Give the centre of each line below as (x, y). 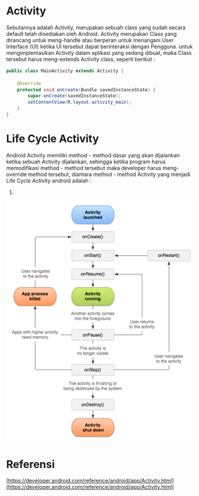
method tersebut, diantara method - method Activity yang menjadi (109, 174)
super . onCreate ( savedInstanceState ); (74, 96)
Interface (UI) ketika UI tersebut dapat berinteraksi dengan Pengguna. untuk (99, 46)
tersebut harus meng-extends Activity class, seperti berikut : (81, 59)
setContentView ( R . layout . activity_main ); (80, 103)
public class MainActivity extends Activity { (65, 71)
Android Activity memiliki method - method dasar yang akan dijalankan (93, 155)
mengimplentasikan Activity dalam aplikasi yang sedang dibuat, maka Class (99, 52)
